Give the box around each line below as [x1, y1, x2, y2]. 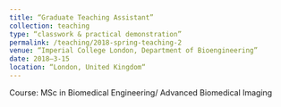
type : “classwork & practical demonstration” [9, 29, 182, 38]
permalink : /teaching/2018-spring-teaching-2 [9, 37, 182, 47]
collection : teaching [9, 21, 90, 30]
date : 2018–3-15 [9, 54, 70, 63]
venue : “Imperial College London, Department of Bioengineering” [9, 46, 258, 55]
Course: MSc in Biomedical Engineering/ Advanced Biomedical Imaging [9, 86, 273, 98]
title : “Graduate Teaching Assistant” [9, 12, 154, 22]
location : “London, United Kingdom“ [9, 63, 146, 72]
